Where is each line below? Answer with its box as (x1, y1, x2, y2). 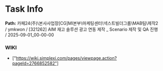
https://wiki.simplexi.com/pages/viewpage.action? (16, 55, 117, 61)
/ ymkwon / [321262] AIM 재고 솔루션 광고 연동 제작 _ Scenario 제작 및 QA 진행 (5, 26, 158, 32)
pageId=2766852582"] (12, 60, 59, 67)
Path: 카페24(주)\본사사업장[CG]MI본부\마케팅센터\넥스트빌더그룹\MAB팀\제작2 (5, 20, 159, 26)
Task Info (5, 3, 43, 15)
